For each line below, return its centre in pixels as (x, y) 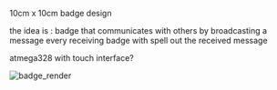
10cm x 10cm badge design (61, 13)
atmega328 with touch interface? (72, 58)
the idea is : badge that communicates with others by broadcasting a (138, 30)
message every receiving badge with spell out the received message (138, 40)
